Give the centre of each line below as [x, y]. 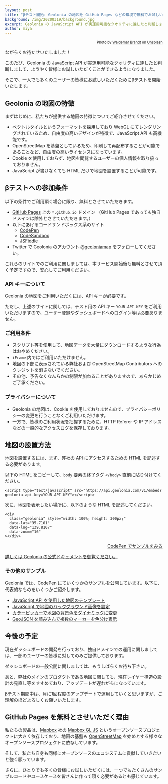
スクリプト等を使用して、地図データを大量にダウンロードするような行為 [87, 345]
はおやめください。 [32, 351]
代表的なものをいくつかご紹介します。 [44, 589]
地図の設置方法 [28, 445]
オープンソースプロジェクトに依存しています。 [53, 743]
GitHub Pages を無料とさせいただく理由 [67, 717]
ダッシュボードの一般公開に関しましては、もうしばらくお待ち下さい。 [77, 666]
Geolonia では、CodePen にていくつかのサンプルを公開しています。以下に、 [84, 583]
